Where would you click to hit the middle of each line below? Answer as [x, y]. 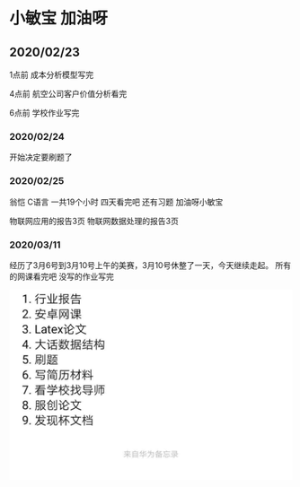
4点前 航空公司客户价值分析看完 [68, 94]
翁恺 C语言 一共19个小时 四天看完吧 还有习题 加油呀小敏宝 [116, 202]
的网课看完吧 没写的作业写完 [62, 276]
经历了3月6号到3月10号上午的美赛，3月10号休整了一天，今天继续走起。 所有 [150, 265]
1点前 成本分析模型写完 [52, 74]
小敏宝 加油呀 [58, 18]
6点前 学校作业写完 [44, 113]
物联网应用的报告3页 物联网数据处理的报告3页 [94, 221]
